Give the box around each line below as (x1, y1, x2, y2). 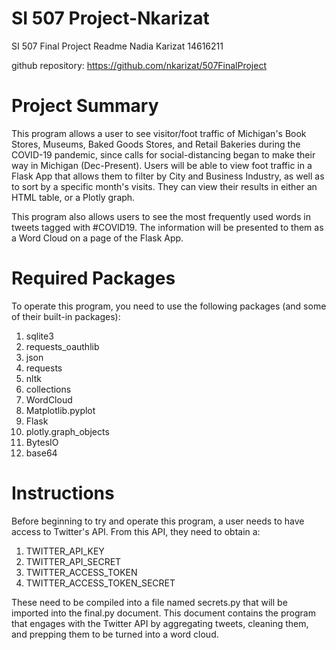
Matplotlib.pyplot (25, 404, 96, 416)
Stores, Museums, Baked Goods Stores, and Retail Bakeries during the (11, 138, 301, 150)
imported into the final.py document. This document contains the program (11, 607, 316, 619)
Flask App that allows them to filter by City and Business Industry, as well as (11, 170, 325, 182)
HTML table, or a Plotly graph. (11, 191, 136, 203)
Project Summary (11, 95, 159, 117)
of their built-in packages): (11, 310, 121, 322)
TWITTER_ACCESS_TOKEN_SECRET (25, 577, 176, 589)
